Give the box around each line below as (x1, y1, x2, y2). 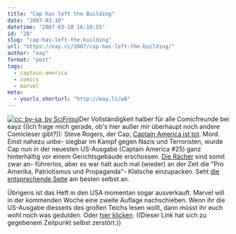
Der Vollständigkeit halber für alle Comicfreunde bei (78, 115, 230, 123)
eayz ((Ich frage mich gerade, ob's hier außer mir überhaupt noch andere (7, 123, 221, 130)
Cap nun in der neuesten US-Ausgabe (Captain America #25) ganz (7, 145, 201, 153)
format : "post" (7, 56, 52, 63)
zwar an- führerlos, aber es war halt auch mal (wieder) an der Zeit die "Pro (7, 160, 224, 168)
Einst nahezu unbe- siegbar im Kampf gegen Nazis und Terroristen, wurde (7, 137, 223, 145)
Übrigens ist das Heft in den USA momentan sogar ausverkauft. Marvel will (7, 188, 225, 197)
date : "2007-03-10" (7, 17, 65, 24)
